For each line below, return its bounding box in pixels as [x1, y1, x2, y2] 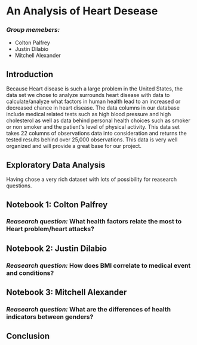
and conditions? [6, 268, 54, 277]
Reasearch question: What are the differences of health [6, 305, 171, 314]
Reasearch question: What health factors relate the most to [6, 217, 182, 226]
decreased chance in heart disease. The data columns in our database [6, 104, 180, 111]
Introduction [6, 69, 54, 79]
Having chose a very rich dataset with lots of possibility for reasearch [6, 175, 177, 183]
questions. [6, 182, 32, 189]
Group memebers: [6, 26, 60, 34]
